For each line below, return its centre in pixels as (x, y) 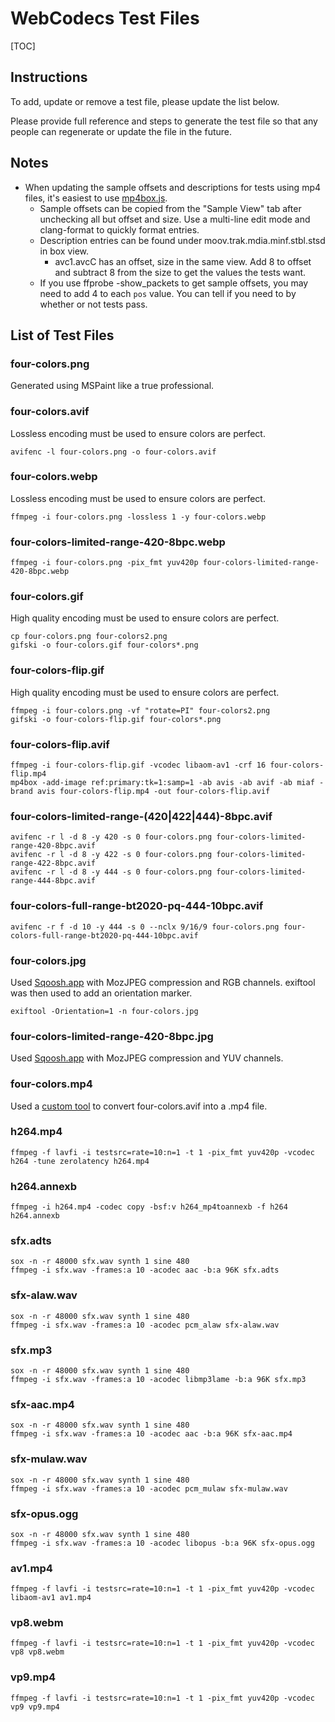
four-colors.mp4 (51, 1084)
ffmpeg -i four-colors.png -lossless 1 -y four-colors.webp (138, 517)
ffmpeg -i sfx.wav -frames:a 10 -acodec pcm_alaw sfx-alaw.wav (145, 1325)
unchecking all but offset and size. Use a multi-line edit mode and (175, 219)
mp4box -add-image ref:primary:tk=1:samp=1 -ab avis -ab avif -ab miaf (162, 783)
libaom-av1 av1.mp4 (51, 1598)
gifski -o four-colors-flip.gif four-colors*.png (116, 719)
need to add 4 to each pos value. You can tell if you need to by (168, 293)
